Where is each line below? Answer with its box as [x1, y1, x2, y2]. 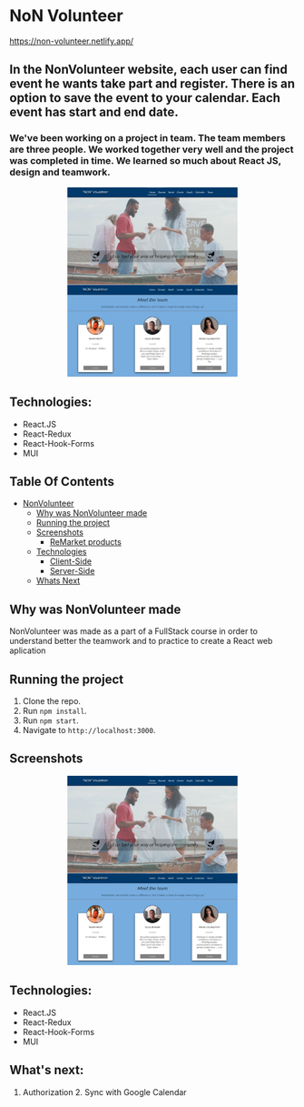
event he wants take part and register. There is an [9, 76, 296, 92]
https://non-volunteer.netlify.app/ [9, 35, 134, 46]
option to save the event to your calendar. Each [9, 90, 281, 106]
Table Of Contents [9, 474, 115, 489]
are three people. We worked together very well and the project [9, 143, 294, 156]
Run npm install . [22, 706, 88, 717]
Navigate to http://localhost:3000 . [22, 725, 156, 736]
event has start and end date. [9, 105, 179, 120]
